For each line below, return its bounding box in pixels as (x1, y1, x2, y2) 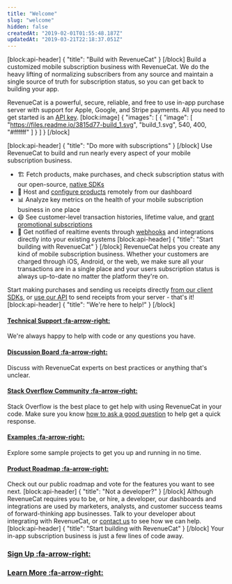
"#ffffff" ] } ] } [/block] (7, 128, 70, 137)
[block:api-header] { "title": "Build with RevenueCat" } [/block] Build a (7, 55, 207, 63)
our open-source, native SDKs (17, 180, 105, 189)
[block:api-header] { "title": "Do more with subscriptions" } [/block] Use (7, 141, 212, 150)
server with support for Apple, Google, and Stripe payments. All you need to (7, 106, 225, 114)
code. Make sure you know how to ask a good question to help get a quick (7, 409, 221, 418)
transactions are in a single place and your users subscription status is (17, 265, 220, 273)
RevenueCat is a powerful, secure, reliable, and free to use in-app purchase (7, 98, 224, 107)
